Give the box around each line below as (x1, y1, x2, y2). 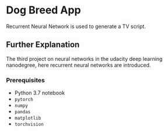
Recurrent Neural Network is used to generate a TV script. (6, 23, 146, 30)
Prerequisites (6, 76, 45, 84)
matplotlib (14, 115, 41, 121)
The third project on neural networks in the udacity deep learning (6, 55, 163, 62)
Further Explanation (6, 40, 80, 50)
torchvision (14, 121, 44, 127)
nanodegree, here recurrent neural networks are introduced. (6, 61, 151, 68)
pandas (14, 109, 31, 115)
